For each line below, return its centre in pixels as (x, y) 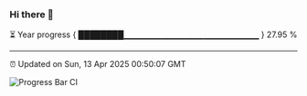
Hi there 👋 (32, 14)
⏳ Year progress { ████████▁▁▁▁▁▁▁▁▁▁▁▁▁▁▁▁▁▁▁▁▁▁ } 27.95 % (153, 34)
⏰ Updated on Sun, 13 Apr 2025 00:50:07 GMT (98, 64)
